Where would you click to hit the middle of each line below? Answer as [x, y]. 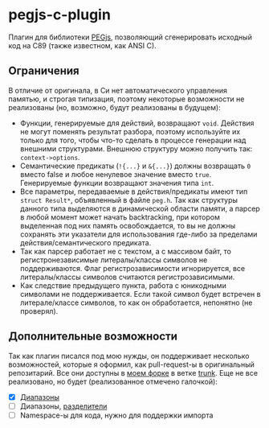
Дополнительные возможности [93, 337]
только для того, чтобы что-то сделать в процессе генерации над [133, 140]
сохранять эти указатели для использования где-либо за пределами [139, 234]
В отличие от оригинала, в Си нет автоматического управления [118, 90]
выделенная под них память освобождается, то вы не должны [128, 225]
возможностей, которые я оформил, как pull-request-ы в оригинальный [131, 364]
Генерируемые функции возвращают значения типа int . [117, 183]
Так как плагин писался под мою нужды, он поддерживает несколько [129, 356]
